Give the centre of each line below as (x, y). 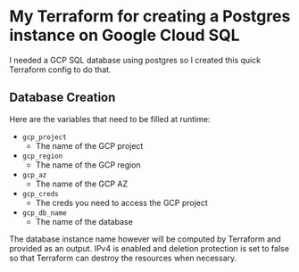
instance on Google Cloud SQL (125, 35)
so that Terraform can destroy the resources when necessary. (123, 258)
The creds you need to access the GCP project (121, 202)
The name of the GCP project (89, 145)
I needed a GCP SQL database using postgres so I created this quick (135, 60)
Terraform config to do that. (60, 70)
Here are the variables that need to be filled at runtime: (110, 119)
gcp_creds (41, 194)
